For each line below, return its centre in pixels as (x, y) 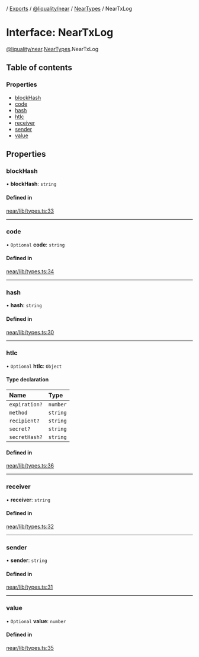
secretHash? (26, 437)
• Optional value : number (36, 621)
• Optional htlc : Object (34, 366)
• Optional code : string (36, 244)
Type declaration (28, 380)
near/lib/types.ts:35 (30, 647)
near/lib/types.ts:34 (30, 271)
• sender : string (27, 560)
